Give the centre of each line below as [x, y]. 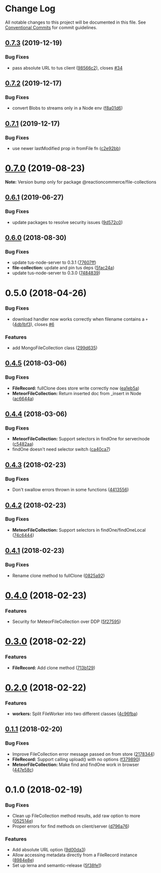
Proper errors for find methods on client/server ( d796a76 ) [71, 826]
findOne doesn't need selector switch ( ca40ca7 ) [61, 449]
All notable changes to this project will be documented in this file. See [76, 22]
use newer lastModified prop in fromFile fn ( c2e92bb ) [67, 148]
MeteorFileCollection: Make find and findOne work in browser [75, 764]
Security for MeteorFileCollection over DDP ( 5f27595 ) [67, 621]
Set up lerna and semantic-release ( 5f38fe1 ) [57, 866]
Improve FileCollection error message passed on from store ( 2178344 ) [83, 754]
